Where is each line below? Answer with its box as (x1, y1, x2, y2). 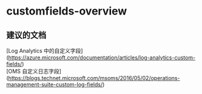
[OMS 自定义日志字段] (6, 68, 62, 75)
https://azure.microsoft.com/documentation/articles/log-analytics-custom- (8, 54, 196, 61)
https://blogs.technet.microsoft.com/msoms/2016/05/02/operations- (8, 75, 180, 81)
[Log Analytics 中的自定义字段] (6, 47, 83, 54)
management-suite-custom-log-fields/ (6, 81, 103, 88)
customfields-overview (6, 4, 127, 18)
